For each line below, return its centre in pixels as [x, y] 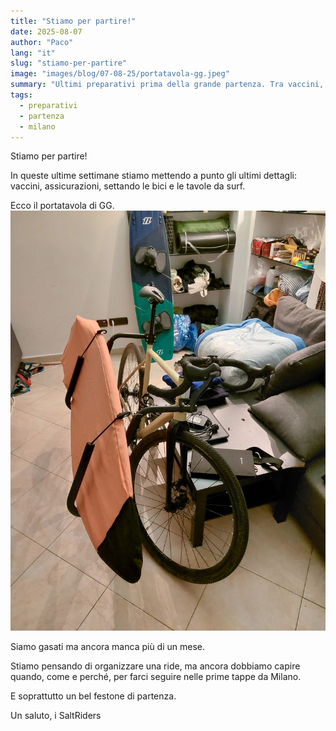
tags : [21, 95]
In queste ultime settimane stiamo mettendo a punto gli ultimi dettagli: [153, 176]
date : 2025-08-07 [46, 31]
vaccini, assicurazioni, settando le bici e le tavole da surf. [128, 186]
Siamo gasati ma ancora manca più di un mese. [108, 647]
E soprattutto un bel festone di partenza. [93, 696]
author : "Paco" [42, 42]
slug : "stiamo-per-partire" [69, 63]
